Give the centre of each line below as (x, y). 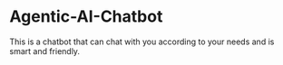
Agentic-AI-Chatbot (86, 17)
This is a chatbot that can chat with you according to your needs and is (142, 42)
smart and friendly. (44, 51)
